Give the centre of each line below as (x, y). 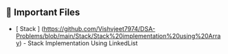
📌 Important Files (43, 12)
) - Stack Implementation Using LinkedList (78, 43)
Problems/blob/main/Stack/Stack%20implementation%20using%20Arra (118, 36)
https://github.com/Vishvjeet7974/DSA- (99, 28)
